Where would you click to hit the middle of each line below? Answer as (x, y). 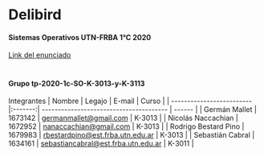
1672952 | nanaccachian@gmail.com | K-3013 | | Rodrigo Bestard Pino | (126, 126)
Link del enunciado (40, 55)
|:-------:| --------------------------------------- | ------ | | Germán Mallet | (132, 110)
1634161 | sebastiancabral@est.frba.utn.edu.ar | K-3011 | (101, 144)
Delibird (35, 15)
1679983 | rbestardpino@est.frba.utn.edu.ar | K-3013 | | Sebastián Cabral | (132, 135)
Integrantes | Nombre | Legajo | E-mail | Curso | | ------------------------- (130, 101)
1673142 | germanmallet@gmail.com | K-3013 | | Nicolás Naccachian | (123, 118)
